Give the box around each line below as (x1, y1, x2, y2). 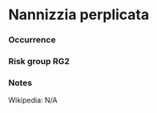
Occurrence (8, 34, 56, 46)
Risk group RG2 (8, 56, 70, 67)
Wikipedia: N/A (8, 95, 58, 105)
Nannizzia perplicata (8, 6, 150, 24)
